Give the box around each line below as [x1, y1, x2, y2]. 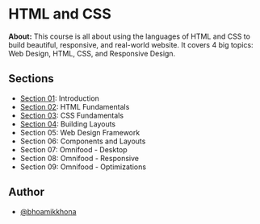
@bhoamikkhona [19, 206, 77, 216]
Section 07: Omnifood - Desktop [19, 144, 128, 154]
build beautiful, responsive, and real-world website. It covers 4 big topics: [8, 39, 254, 49]
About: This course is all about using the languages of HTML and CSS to [8, 31, 250, 41]
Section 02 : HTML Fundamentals [19, 102, 130, 111]
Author [8, 185, 44, 199]
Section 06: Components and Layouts [19, 136, 146, 146]
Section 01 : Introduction [19, 93, 99, 103]
